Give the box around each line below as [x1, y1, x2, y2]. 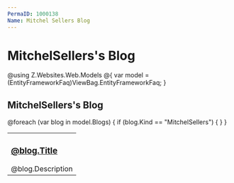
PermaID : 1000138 [7, 10, 59, 18]
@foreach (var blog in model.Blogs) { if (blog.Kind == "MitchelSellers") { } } [7, 118, 228, 126]
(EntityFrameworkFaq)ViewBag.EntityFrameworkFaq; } [7, 79, 167, 87]
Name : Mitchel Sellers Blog [7, 17, 91, 24]
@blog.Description [11, 164, 73, 174]
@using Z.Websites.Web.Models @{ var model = [7, 71, 150, 79]
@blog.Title [11, 145, 58, 157]
